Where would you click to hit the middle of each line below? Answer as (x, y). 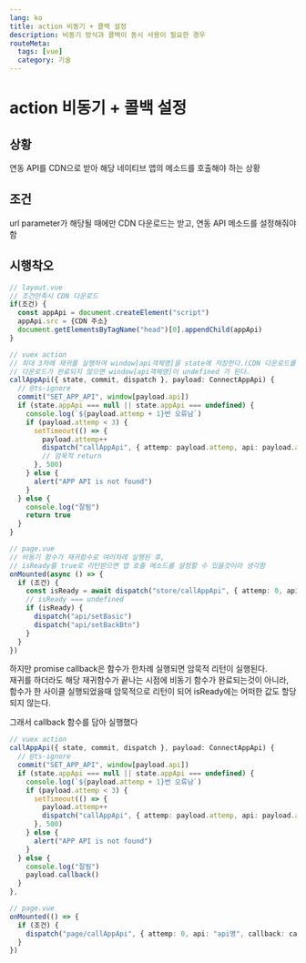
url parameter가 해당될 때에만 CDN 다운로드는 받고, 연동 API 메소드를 (133, 223)
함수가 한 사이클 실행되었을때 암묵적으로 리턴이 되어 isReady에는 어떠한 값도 (145, 692)
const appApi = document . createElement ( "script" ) (113, 313)
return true (48, 515)
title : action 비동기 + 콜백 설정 (68, 26)
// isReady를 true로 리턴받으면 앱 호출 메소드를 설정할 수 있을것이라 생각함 (138, 565)
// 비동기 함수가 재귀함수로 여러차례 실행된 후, (87, 557)
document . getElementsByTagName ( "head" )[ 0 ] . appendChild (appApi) (140, 329)
